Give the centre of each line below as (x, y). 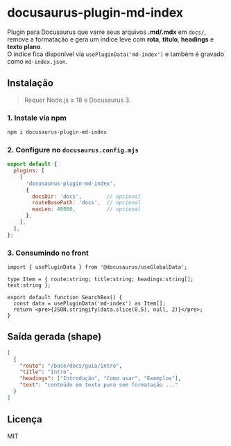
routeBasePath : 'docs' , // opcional (86, 203)
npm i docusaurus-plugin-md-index (57, 132)
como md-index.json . (37, 61)
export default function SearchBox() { (65, 298)
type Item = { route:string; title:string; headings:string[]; (101, 279)
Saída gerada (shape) (54, 337)
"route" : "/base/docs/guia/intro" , (71, 366)
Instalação (31, 83)
